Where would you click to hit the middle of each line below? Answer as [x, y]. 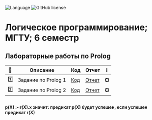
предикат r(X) [20, 113]
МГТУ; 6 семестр [42, 38]
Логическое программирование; [76, 28]
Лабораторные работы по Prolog [58, 56]
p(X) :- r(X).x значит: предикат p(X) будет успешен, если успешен [76, 107]
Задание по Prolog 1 [42, 80]
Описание [42, 70]
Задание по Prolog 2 [42, 90]
